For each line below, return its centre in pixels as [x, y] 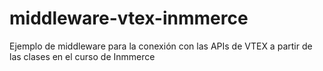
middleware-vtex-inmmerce [129, 18]
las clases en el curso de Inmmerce [82, 56]
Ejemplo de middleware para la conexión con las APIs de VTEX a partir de [161, 46]
